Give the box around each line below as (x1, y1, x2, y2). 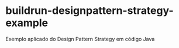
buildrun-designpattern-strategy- (5, 4, 174, 17)
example (5, 16, 49, 29)
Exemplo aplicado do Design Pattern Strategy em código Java (5, 35, 155, 42)
